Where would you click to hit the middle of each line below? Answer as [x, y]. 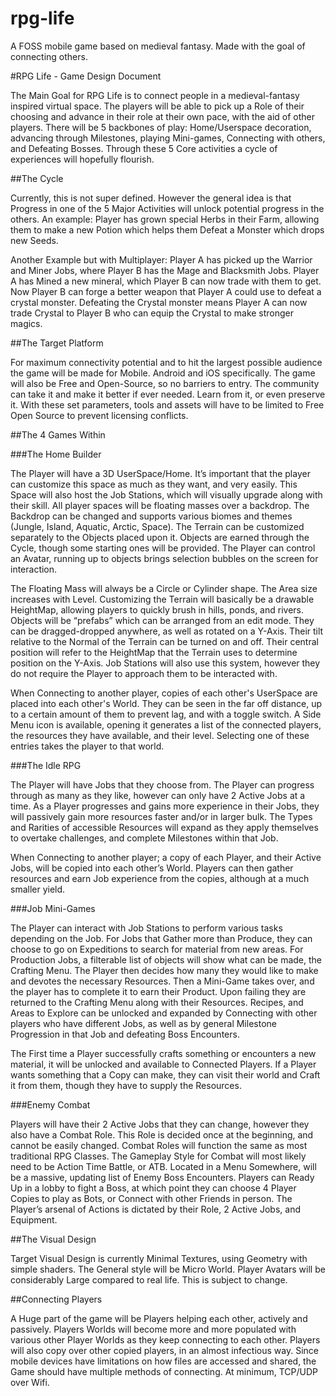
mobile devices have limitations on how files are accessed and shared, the [163, 1361]
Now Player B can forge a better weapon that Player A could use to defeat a [166, 291]
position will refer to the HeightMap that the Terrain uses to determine [154, 652]
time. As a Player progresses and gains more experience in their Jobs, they [165, 806]
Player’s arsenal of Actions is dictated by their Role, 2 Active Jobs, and [155, 1209]
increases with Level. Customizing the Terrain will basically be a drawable [162, 599]
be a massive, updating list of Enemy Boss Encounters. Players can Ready [162, 1177]
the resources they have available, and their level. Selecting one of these [160, 735]
